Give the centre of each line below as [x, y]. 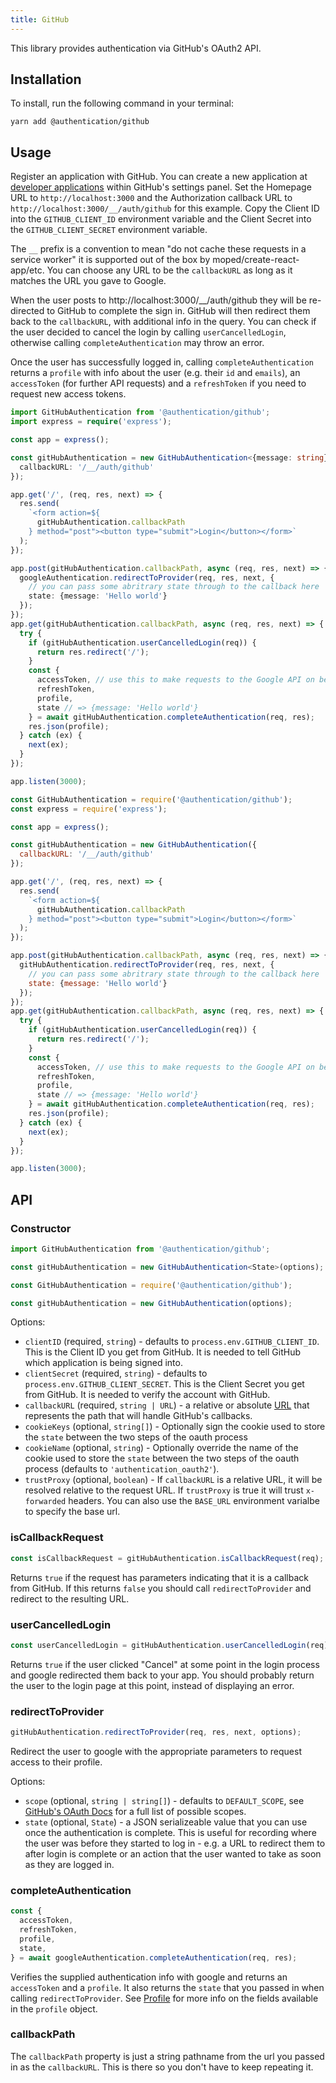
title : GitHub [40, 19]
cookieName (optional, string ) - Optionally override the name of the [161, 1448]
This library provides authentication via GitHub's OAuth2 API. [136, 48]
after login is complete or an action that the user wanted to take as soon [173, 1853]
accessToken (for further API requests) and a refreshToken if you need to [158, 383]
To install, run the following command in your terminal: [122, 103]
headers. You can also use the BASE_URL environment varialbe [194, 1501]
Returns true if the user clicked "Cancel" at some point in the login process [165, 1664]
